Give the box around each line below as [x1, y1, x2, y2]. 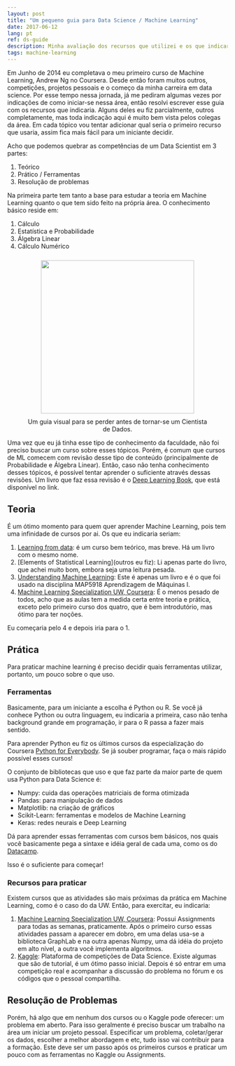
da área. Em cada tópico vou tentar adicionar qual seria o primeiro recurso [7, 120, 222, 129]
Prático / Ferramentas [17, 169, 80, 179]
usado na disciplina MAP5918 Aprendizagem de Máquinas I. [17, 580, 190, 588]
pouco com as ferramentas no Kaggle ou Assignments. [7, 1050, 166, 1058]
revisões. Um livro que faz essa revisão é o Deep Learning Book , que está [7, 476, 220, 484]
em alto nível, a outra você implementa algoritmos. [17, 945, 163, 953]
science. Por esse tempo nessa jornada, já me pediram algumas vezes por [7, 90, 222, 99]
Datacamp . [7, 847, 39, 855]
